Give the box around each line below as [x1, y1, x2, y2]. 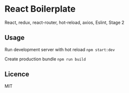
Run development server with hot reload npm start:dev [4, 46, 115, 52]
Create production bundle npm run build [4, 56, 86, 62]
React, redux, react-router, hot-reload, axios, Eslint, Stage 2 [4, 19, 125, 25]
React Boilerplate [4, 3, 76, 15]
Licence [4, 70, 30, 78]
